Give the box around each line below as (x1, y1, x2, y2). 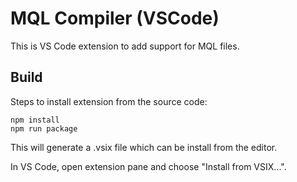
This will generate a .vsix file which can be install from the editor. (10, 141, 278, 153)
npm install (10, 115, 60, 125)
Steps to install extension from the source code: (10, 95, 208, 107)
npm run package (10, 123, 78, 134)
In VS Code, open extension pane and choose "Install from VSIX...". (10, 160, 287, 172)
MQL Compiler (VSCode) (10, 7, 220, 30)
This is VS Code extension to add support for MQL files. (10, 40, 240, 52)
